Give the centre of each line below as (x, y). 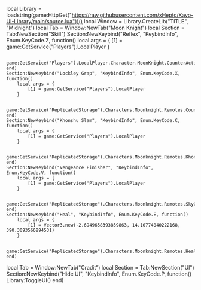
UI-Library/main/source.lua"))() (44, 21)
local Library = (24, 9)
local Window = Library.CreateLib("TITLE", (136, 21)
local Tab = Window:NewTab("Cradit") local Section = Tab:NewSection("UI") (100, 268)
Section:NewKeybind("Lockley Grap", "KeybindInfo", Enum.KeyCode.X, (93, 74)
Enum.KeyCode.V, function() (41, 173)
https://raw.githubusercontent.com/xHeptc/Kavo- (133, 15)
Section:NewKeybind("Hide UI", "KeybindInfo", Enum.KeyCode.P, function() (99, 274)
